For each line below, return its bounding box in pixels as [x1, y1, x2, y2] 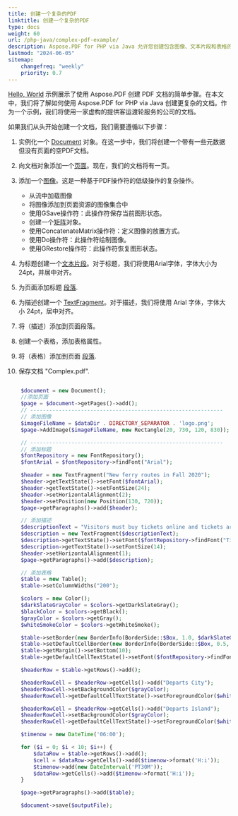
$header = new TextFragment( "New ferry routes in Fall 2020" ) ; [20, 472, 211, 479]
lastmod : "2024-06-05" [8, 50, 75, 57]
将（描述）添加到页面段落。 [18, 322, 100, 330]
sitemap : [8, 56, 34, 64]
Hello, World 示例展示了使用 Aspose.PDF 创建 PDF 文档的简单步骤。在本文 [8, 90, 225, 98]
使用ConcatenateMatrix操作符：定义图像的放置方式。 [28, 227, 184, 235]
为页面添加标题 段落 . [18, 283, 78, 292]
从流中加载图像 [28, 191, 73, 200]
